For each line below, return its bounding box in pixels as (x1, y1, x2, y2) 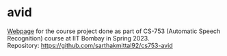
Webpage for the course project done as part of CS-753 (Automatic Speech (7, 27, 221, 35)
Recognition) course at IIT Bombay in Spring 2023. (7, 34, 150, 42)
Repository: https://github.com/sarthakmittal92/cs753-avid (7, 41, 173, 49)
